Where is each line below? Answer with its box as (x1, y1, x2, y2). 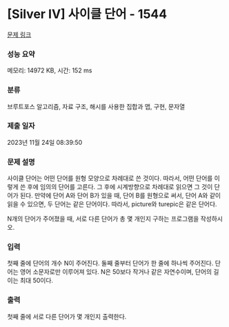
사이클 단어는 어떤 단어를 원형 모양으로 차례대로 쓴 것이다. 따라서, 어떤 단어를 (7, 174, 213, 183)
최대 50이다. (19, 277, 54, 285)
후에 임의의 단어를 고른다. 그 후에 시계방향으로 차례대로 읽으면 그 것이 (27, 183, 213, 191)
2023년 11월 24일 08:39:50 (7, 138, 83, 146)
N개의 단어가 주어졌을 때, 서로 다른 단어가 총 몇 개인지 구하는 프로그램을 (7, 215, 199, 223)
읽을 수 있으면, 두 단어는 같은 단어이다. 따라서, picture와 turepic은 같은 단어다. (7, 200, 217, 208)
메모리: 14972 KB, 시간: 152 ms (7, 66, 92, 75)
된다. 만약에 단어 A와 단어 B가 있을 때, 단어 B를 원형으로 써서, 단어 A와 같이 (19, 191, 221, 200)
